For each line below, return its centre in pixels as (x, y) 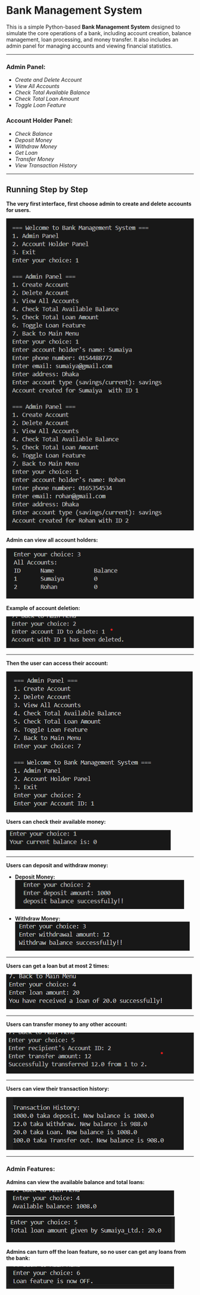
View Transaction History (46, 165)
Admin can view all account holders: (52, 540)
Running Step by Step (47, 189)
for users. (18, 210)
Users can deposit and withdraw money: (57, 865)
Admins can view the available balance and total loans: (75, 1182)
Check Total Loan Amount (47, 99)
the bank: (18, 1258)
